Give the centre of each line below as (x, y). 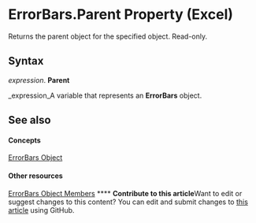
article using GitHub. (41, 210)
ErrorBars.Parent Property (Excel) (121, 15)
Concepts (24, 140)
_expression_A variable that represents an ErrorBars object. (105, 95)
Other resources (35, 176)
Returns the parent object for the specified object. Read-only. (108, 36)
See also (30, 120)
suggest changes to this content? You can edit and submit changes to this (128, 202)
